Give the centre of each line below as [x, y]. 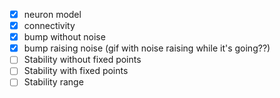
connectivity [49, 26]
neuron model [52, 14]
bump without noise [64, 37]
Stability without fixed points [82, 60]
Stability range [53, 82]
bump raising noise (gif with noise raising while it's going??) [147, 48]
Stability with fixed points [76, 71]
